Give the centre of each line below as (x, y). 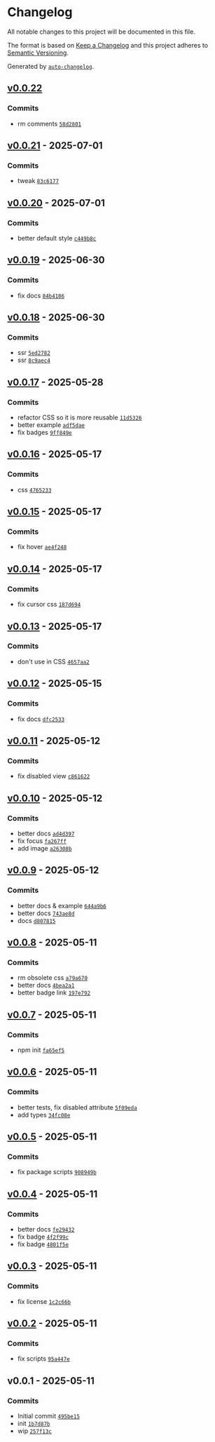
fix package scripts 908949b (57, 1172)
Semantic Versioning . (38, 53)
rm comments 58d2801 (49, 123)
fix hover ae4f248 (42, 547)
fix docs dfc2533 (41, 719)
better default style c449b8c (57, 238)
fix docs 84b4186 (41, 295)
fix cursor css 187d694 (49, 605)
